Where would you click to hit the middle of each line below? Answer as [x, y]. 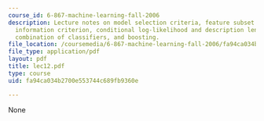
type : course [29, 73]
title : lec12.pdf [37, 66]
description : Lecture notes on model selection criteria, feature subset [132, 23]
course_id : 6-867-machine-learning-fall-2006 [84, 15]
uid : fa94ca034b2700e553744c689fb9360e [73, 80]
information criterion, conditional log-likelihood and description [130, 30]
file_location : [33, 44]
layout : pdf [27, 59]
